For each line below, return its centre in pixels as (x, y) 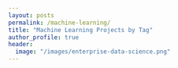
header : (21, 45)
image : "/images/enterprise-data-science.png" (93, 52)
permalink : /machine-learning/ (59, 23)
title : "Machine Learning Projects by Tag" (81, 30)
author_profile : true (44, 37)
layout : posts (32, 15)
